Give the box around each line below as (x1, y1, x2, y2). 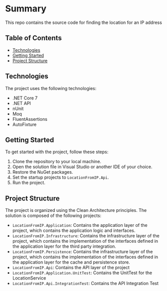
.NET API (12, 100, 31, 106)
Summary (5, 3, 46, 14)
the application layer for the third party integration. (12, 243, 116, 249)
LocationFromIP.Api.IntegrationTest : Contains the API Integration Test (12, 281, 159, 287)
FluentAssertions (12, 116, 47, 122)
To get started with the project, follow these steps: (5, 149, 109, 155)
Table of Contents (5, 34, 62, 42)
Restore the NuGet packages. (12, 169, 73, 175)
